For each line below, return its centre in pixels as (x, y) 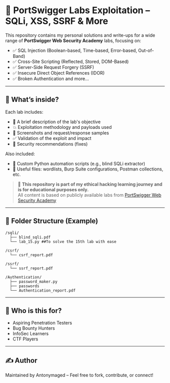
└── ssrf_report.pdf (31, 268)
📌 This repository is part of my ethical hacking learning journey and (90, 184)
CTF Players (25, 339)
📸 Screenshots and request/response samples (61, 133)
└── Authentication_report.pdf (43, 290)
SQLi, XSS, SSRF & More (57, 21)
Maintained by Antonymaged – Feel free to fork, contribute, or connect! (79, 375)
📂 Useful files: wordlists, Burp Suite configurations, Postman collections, (88, 169)
